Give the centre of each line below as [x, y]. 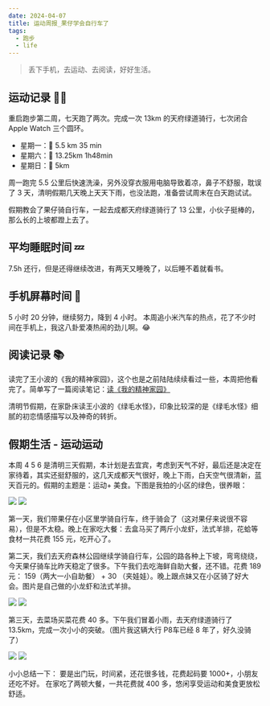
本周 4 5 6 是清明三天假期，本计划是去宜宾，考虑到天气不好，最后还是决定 [131, 465]
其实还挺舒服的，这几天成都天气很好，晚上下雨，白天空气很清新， [145, 475]
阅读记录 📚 [37, 355]
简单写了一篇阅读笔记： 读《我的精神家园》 [100, 389]
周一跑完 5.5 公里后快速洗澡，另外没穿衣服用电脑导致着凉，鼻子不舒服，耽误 [135, 183]
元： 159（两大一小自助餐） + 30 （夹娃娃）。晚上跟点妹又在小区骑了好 [125, 577]
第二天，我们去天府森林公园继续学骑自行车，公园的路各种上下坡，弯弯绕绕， [135, 556]
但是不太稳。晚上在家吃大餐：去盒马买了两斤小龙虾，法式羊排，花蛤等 [142, 529]
